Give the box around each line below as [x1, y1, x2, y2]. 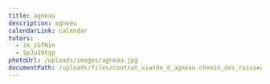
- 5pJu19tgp [15, 49, 56, 57]
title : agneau [8, 11, 56, 20]
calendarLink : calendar [8, 26, 88, 34]
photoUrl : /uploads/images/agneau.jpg [8, 57, 138, 65]
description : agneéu [8, 19, 78, 27]
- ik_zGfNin [15, 42, 56, 50]
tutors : [8, 34, 35, 42]
